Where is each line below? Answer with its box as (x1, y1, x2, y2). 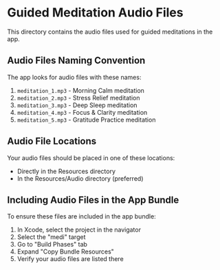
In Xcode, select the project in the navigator (16, 225, 141, 234)
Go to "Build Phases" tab (16, 240, 88, 249)
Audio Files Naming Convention (7, 55, 146, 67)
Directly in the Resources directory (16, 167, 115, 175)
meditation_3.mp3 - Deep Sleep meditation (16, 101, 137, 109)
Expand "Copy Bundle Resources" (16, 247, 115, 256)
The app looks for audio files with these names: (7, 73, 142, 81)
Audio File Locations (7, 135, 97, 147)
